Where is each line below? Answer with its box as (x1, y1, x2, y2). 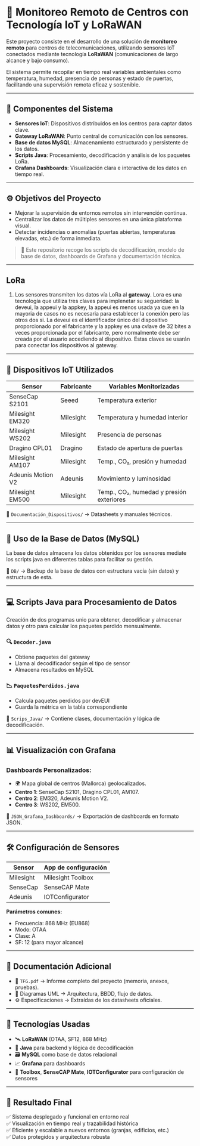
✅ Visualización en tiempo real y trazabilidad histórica (6, 1120, 139, 1127)
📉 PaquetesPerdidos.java (6, 681, 80, 690)
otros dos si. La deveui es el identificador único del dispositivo (14, 316, 168, 324)
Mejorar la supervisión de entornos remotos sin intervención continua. (14, 209, 187, 217)
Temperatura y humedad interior (97, 413, 188, 422)
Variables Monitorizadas (108, 382, 180, 391)
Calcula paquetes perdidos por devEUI (14, 697, 110, 705)
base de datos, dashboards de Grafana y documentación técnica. (20, 252, 182, 260)
